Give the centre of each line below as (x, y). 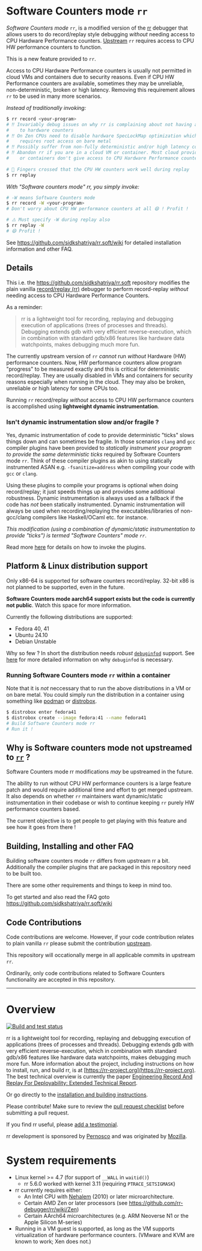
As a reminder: (24, 307)
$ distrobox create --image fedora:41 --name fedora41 (76, 718)
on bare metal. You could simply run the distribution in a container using (95, 695)
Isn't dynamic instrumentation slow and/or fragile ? (83, 422)
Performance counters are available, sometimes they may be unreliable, (95, 83)
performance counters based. (43, 809)
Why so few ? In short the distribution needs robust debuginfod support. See (100, 653)
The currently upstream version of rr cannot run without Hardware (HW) (96, 356)
